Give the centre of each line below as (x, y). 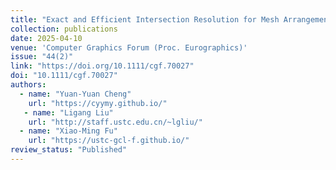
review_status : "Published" (69, 150)
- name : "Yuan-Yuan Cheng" (75, 94)
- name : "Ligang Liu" (68, 112)
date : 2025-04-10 (46, 38)
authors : (28, 85)
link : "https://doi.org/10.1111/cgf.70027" (102, 66)
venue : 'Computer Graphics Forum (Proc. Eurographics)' (129, 47)
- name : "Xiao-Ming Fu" (68, 131)
